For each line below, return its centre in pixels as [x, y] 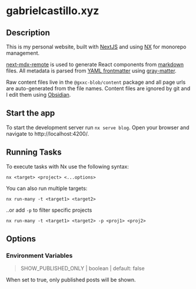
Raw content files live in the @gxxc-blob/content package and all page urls [96, 82]
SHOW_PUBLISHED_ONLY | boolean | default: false [83, 268]
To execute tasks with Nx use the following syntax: [68, 166]
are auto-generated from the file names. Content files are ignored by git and [98, 88]
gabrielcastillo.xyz [53, 11]
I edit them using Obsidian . [39, 95]
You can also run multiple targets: [47, 188]
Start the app [31, 113]
